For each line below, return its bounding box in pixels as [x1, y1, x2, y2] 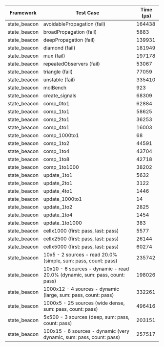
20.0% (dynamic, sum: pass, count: [43, 272, 125, 278]
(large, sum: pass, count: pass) [43, 292, 114, 298]
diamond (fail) [43, 45, 76, 51]
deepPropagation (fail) [43, 37, 95, 43]
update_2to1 [43, 180, 73, 186]
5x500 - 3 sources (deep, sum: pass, [43, 314, 130, 320]
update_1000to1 [43, 196, 82, 202]
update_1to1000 [43, 220, 82, 226]
